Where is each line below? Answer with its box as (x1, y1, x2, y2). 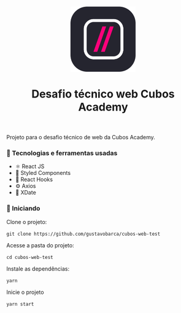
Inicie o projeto (6, 288, 44, 296)
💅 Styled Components (15, 169, 71, 177)
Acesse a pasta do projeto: (6, 241, 75, 249)
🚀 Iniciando (6, 204, 40, 213)
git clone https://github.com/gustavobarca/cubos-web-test (6, 231, 161, 237)
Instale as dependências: (6, 265, 70, 272)
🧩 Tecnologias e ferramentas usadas (6, 149, 118, 157)
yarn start (6, 301, 34, 307)
